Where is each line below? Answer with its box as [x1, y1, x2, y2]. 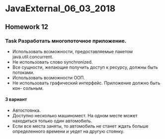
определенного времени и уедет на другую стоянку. [12, 129, 125, 135]
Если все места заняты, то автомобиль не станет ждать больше [12, 123, 149, 129]
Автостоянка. [12, 107, 41, 113]
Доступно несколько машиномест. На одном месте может [12, 113, 138, 119]
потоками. [12, 69, 35, 75]
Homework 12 [5, 23, 49, 31]
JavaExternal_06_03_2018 [5, 3, 115, 14]
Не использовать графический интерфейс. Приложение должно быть [12, 80, 161, 86]
